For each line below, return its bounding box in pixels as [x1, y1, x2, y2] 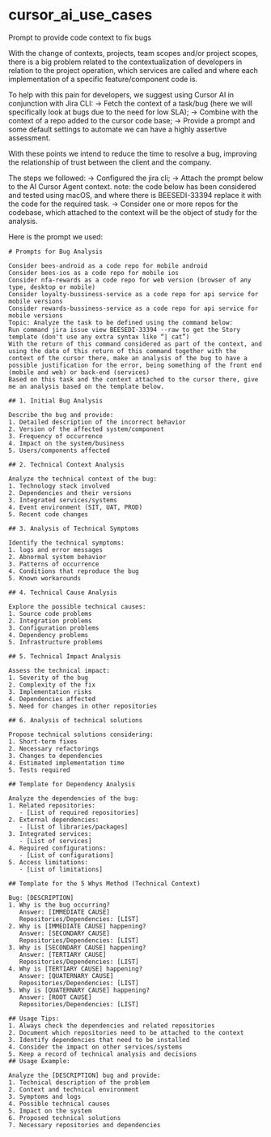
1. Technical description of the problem [8, 1078, 150, 1087]
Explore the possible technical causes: [8, 602, 147, 610]
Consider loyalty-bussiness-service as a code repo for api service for [8, 290, 259, 298]
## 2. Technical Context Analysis [8, 460, 125, 468]
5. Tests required [8, 765, 70, 774]
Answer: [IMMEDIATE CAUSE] [19, 907, 111, 916]
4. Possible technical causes [8, 1100, 111, 1108]
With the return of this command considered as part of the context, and [8, 339, 263, 348]
